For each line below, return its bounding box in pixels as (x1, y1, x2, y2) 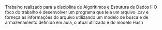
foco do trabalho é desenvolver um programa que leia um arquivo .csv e (5, 9, 149, 15)
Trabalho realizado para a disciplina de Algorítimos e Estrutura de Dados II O (5, 4, 157, 10)
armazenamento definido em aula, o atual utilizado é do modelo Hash (5, 19, 144, 25)
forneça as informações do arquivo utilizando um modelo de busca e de (5, 15, 148, 20)
